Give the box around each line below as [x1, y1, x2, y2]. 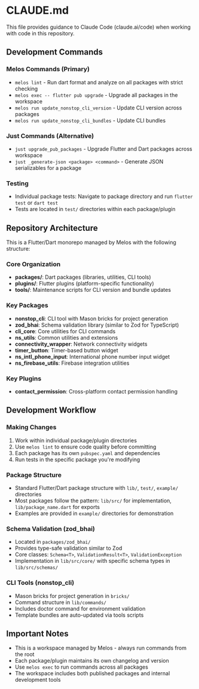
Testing [6, 179, 29, 187]
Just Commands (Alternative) [6, 132, 94, 140]
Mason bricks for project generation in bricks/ [14, 592, 130, 599]
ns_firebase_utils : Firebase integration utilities [14, 359, 130, 367]
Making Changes [6, 423, 57, 431]
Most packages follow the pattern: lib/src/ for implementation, [14, 497, 172, 504]
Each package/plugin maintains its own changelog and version [14, 657, 169, 664]
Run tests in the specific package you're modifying [14, 456, 140, 463]
